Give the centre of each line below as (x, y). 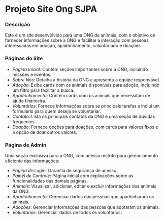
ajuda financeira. (29, 101)
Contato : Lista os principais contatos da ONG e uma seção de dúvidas (83, 116)
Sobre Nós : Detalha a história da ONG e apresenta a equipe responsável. (86, 79)
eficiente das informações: (32, 161)
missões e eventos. (32, 74)
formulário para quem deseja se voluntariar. (56, 111)
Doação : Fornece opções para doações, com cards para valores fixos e (85, 127)
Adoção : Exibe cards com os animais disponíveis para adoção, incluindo (86, 85)
